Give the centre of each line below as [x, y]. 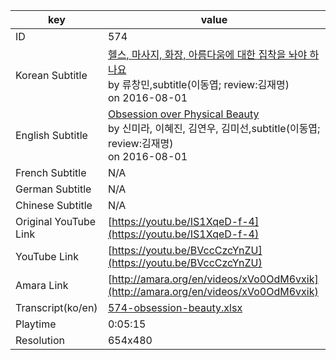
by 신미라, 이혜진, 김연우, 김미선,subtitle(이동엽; [214, 128]
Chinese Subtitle [54, 205]
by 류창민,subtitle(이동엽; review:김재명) [198, 84]
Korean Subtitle [51, 75]
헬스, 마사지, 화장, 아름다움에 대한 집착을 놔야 [207, 54]
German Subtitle [53, 189]
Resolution [40, 340]
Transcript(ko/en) [56, 307]
